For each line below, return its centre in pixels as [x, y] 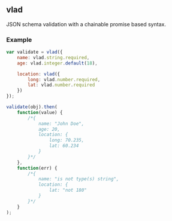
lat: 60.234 [64, 146]
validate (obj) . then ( [32, 107]
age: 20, [49, 129]
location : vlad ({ [39, 74]
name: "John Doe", [61, 124]
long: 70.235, [67, 140]
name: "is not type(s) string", [79, 179]
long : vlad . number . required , [64, 79]
